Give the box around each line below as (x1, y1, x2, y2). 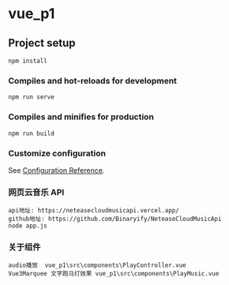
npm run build (8, 129, 55, 137)
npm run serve (8, 93, 55, 101)
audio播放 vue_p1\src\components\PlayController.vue (8, 261, 187, 269)
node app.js (8, 222, 47, 230)
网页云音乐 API (8, 186, 65, 197)
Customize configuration (8, 148, 107, 159)
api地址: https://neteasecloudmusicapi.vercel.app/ (8, 207, 179, 215)
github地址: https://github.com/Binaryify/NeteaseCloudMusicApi (8, 215, 222, 223)
